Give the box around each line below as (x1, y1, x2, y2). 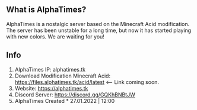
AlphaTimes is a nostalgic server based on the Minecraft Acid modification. (6, 20, 190, 27)
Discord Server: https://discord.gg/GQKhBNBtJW (14, 91, 135, 98)
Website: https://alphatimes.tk (14, 85, 88, 92)
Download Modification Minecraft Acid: (14, 72, 111, 79)
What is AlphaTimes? (6, 5, 87, 15)
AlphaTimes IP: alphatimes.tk (14, 66, 86, 73)
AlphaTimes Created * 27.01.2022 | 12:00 (14, 97, 115, 104)
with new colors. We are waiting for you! (6, 33, 105, 40)
